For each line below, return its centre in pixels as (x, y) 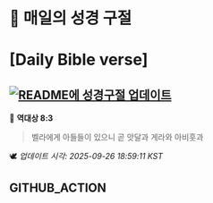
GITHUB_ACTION (58, 187)
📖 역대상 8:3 (31, 118)
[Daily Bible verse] (79, 60)
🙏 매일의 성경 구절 (71, 18)
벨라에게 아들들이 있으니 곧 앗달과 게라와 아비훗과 (117, 137)
